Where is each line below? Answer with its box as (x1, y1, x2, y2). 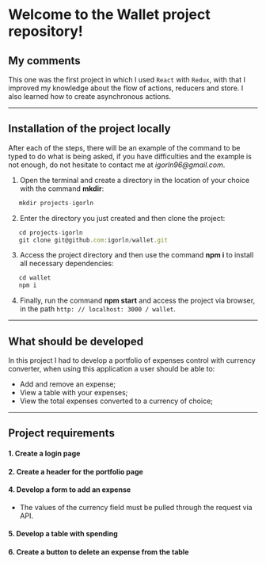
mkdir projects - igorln (18, 199, 93, 207)
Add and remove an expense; (19, 379, 116, 389)
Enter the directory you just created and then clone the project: (19, 213, 226, 223)
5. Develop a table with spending (8, 529, 118, 539)
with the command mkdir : (19, 184, 104, 193)
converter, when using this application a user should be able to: (8, 364, 215, 373)
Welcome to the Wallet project (8, 6, 211, 24)
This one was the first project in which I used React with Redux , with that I (8, 75, 246, 84)
